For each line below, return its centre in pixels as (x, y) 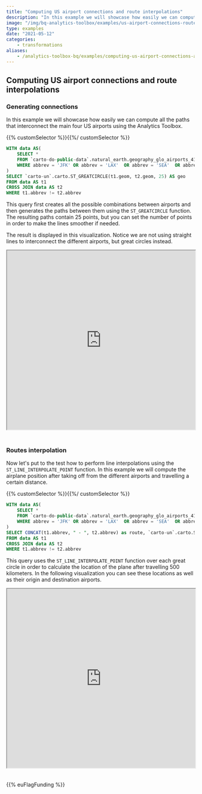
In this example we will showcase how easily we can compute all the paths (98, 119)
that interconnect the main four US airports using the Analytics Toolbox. (94, 126)
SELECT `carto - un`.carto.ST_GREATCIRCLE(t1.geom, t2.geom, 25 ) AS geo (96, 176)
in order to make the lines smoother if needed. (63, 223)
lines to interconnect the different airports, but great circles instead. (89, 241)
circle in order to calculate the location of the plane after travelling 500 (93, 567)
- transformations (40, 45)
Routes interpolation (36, 450)
